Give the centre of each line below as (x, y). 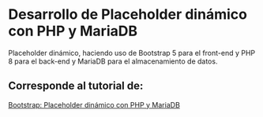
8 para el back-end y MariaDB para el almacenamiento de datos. (113, 61)
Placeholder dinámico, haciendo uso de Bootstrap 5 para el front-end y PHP (132, 53)
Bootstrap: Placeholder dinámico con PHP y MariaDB (94, 104)
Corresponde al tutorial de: (76, 86)
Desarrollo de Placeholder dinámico (128, 15)
